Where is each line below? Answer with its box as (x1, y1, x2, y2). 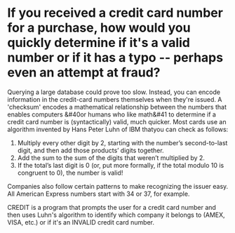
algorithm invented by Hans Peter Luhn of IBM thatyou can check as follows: (7, 125, 229, 133)
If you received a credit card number (7, 5, 223, 21)
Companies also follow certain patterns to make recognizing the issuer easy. (7, 182, 229, 190)
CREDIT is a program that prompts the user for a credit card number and (7, 203, 216, 211)
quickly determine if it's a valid (7, 35, 191, 51)
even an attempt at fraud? (7, 65, 161, 81)
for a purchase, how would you (7, 20, 191, 36)
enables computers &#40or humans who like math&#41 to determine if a (7, 110, 216, 119)
